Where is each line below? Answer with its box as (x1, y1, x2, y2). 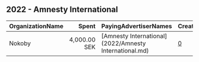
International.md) (101, 46, 149, 54)
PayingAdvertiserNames (101, 22, 172, 30)
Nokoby (9, 39, 31, 47)
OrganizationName (9, 22, 64, 30)
